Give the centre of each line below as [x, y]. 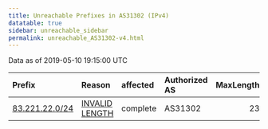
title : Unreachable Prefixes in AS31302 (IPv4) [89, 16]
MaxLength [237, 85]
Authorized [186, 80]
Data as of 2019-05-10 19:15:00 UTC [68, 61]
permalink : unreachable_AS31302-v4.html [77, 38]
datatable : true [35, 23]
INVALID [97, 104]
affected [138, 85]
